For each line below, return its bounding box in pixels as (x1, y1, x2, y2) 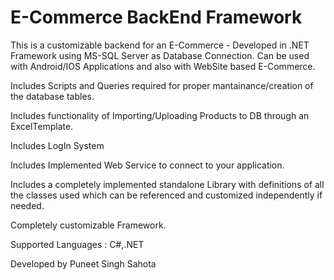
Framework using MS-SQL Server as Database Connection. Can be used (10, 49, 310, 61)
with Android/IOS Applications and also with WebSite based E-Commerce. (10, 60, 316, 72)
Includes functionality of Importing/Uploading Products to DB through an (10, 109, 310, 121)
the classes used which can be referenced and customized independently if (10, 189, 323, 201)
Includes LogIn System (10, 139, 105, 151)
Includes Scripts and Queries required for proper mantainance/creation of (10, 79, 314, 91)
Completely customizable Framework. (10, 219, 167, 231)
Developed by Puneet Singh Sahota (10, 257, 157, 270)
